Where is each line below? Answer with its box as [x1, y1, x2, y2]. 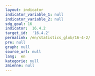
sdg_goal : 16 [5, 21, 32, 26]
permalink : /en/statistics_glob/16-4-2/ [5, 35, 91, 40]
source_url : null [5, 49, 41, 54]
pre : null [5, 40, 26, 45]
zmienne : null [5, 63, 35, 68]
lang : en [5, 53, 26, 59]
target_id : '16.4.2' [5, 30, 50, 35]
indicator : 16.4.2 [5, 26, 46, 31]
